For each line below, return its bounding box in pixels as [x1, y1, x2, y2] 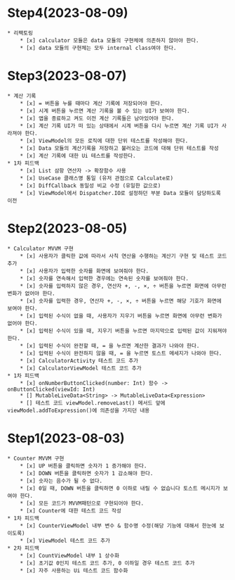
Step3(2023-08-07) [7, 68, 127, 84]
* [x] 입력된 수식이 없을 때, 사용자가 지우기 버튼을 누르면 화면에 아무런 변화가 [20, 312, 222, 320]
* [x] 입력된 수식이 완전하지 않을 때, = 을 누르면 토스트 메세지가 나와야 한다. [20, 350, 222, 357]
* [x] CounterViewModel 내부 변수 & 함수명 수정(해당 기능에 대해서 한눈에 [20, 522, 217, 529]
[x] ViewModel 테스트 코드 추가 [25, 537, 111, 544]
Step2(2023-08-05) [7, 220, 128, 237]
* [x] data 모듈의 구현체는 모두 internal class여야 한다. [20, 44, 177, 51]
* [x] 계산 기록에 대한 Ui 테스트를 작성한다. [20, 152, 136, 159]
